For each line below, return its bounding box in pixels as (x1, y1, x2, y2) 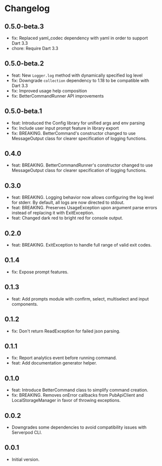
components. (11, 301, 38, 307)
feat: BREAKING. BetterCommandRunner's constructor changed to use (11, 162, 153, 168)
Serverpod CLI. (11, 429, 42, 435)
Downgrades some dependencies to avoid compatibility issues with (11, 424, 146, 430)
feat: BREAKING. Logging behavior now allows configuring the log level (11, 195, 154, 200)
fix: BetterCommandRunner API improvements (11, 93, 104, 99)
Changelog (4, 3, 50, 14)
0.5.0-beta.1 (4, 107, 42, 116)
